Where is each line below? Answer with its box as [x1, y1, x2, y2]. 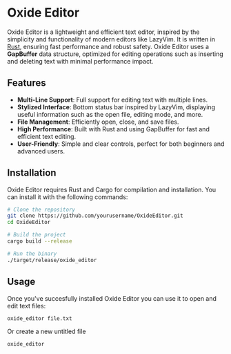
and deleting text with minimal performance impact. [7, 57, 154, 65]
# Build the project [7, 232, 67, 239]
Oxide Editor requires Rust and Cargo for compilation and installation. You [7, 185, 217, 194]
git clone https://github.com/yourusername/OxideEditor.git [7, 212, 184, 219]
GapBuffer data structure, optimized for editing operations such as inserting [7, 50, 223, 58]
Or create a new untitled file [7, 327, 86, 335]
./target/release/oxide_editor [7, 257, 97, 263]
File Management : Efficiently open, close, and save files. [17, 118, 179, 126]
